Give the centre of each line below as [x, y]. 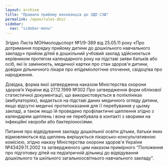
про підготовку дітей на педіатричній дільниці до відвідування [72, 153]
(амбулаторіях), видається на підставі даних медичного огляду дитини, [82, 100]
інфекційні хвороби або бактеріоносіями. [49, 122]
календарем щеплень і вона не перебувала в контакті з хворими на [78, 116]
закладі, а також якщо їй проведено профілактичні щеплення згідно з [79, 111]
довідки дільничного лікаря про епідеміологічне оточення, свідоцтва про [84, 69]
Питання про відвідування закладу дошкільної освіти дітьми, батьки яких [84, 131]
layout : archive [22, 10]
